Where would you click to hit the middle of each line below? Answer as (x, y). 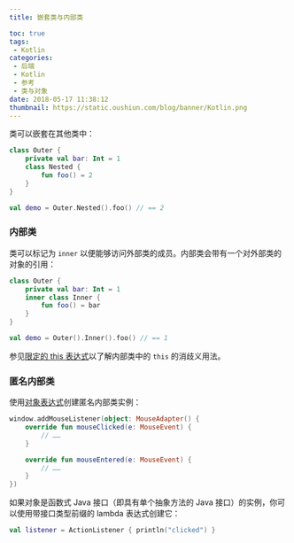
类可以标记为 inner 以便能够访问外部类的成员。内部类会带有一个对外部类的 (145, 252)
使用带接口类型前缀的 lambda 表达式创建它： (98, 514)
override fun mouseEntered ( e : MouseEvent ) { (108, 460)
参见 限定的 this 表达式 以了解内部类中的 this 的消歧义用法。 (117, 356)
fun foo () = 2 (67, 175)
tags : (19, 42)
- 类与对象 (31, 91)
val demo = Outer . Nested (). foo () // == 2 (87, 208)
